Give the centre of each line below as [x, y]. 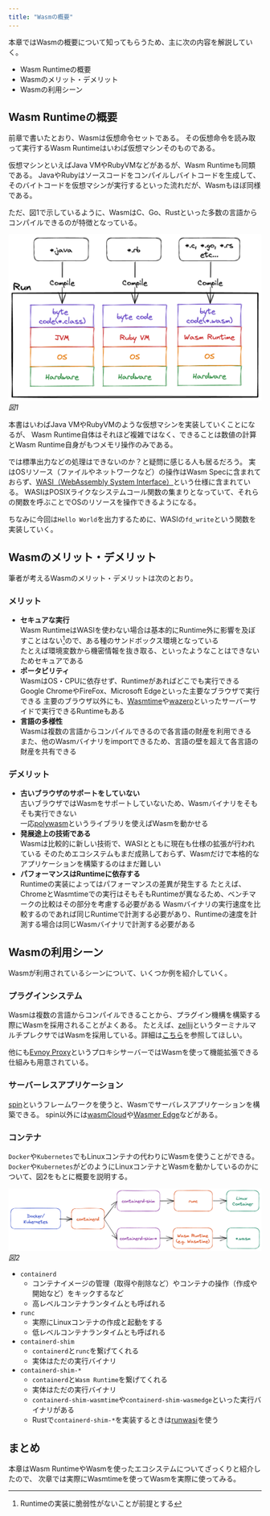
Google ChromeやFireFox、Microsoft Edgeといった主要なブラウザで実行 [139, 691]
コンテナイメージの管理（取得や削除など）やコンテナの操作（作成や [145, 1283]
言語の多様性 [41, 721]
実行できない [55, 813]
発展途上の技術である [55, 833]
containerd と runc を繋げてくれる [85, 1351]
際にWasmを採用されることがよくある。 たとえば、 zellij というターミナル [129, 1025]
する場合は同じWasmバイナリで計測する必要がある [111, 924]
